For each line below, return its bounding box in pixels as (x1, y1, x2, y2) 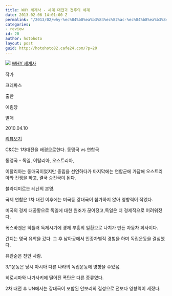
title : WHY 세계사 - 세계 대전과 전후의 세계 (5, 7, 90, 13)
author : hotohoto (5, 36, 42, 41)
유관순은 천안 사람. (5, 252, 42, 259)
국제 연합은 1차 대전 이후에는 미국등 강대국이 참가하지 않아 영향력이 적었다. (5, 196, 154, 202)
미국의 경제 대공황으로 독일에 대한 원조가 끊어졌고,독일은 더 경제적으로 (5, 207, 145, 213)
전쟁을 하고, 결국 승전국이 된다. (14, 175, 76, 181)
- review (5, 27, 24, 32)
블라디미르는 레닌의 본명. (5, 185, 55, 192)
